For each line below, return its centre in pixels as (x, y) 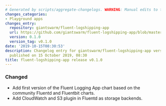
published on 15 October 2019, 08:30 (48, 55)
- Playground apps (24, 19)
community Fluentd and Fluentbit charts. (54, 93)
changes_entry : (21, 23)
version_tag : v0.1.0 (31, 42)
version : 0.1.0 (25, 37)
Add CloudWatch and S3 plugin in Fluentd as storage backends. (77, 98)
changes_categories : (26, 14)
